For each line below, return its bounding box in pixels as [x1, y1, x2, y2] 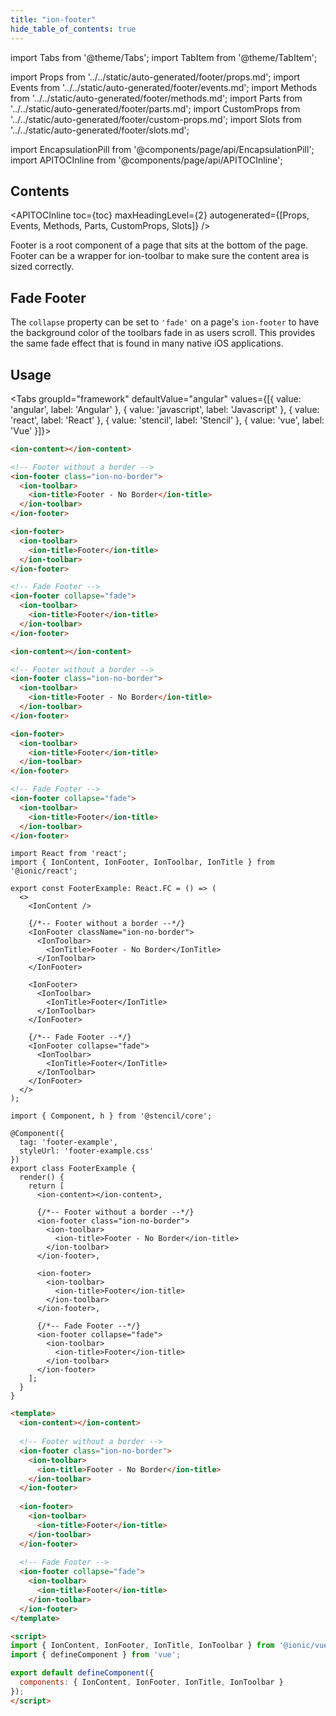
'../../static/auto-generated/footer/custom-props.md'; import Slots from [10, 113, 303, 125]
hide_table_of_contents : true [10, 24, 137, 34]
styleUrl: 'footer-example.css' [19, 1146, 155, 1156]
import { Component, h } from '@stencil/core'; [10, 1111, 213, 1121]
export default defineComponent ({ [10, 1668, 155, 1678]
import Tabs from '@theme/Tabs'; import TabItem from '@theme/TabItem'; [10, 51, 318, 63]
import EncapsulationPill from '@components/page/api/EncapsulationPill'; [10, 143, 315, 155]
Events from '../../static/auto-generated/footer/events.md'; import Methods [10, 81, 318, 93]
